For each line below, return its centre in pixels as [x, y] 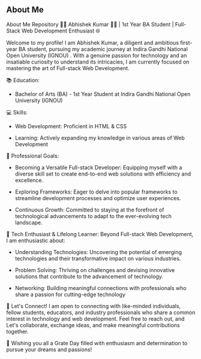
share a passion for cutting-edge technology [70, 294]
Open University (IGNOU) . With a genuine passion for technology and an [97, 55]
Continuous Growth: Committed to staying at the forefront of [89, 210]
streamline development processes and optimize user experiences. [98, 198]
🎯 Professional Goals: [33, 156]
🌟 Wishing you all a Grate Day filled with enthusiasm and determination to [97, 343]
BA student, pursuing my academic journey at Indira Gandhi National [103, 49]
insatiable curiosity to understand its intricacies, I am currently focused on [98, 62]
